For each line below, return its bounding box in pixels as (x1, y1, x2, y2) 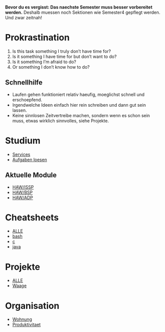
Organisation (5, 300, 60, 311)
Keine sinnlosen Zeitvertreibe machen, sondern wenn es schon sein (12, 112, 150, 118)
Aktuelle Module (5, 171, 57, 179)
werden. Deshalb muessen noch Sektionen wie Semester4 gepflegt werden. (5, 9, 161, 15)
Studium (5, 135, 41, 146)
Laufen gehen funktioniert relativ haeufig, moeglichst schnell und (12, 91, 145, 97)
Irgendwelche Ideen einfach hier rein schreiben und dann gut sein (12, 102, 146, 108)
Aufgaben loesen (12, 157, 47, 163)
